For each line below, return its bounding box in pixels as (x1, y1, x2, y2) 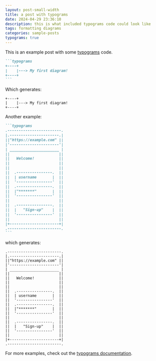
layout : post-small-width (5, 7, 59, 13)
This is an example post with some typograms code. (5, 49, 113, 55)
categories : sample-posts (5, 31, 59, 36)
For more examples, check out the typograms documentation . (5, 350, 132, 356)
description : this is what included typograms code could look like (5, 21, 151, 27)
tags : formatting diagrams (5, 26, 61, 31)
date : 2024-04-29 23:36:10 (5, 17, 61, 22)
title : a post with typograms (5, 12, 68, 17)
